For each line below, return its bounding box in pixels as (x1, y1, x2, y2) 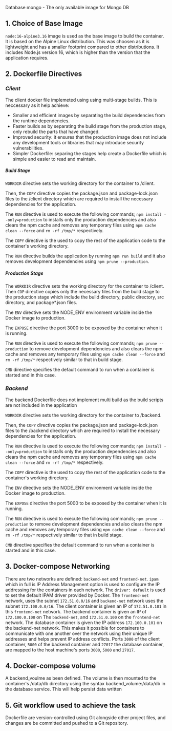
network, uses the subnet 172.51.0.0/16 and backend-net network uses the (5, 597, 164, 604)
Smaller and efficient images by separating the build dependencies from (12, 112, 165, 118)
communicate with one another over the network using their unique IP (5, 630, 153, 636)
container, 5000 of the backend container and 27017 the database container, (5, 641, 164, 647)
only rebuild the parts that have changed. (12, 128, 100, 135)
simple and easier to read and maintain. (12, 156, 96, 162)
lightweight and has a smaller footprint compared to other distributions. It (5, 44, 160, 50)
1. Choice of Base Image (5, 19, 83, 28)
